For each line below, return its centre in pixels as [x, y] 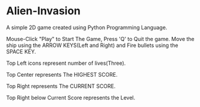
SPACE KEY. [21, 51]
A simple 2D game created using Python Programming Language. [87, 27]
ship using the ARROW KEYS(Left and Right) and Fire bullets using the [92, 45]
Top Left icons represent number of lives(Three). [66, 63]
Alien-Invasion [43, 11]
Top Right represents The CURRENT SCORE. [61, 86]
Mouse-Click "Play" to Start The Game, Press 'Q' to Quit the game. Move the [101, 39]
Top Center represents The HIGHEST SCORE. [62, 74]
